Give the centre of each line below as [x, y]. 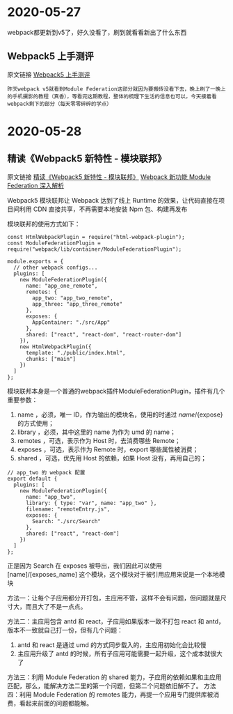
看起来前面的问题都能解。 [56, 703]
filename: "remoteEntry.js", [68, 509]
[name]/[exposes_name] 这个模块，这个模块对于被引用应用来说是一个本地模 [116, 574]
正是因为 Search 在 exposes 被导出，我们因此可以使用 [85, 566]
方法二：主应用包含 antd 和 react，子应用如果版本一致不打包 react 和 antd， [116, 621]
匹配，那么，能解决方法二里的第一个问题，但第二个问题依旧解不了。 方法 [112, 685]
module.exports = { [35, 261]
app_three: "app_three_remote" [78, 304]
